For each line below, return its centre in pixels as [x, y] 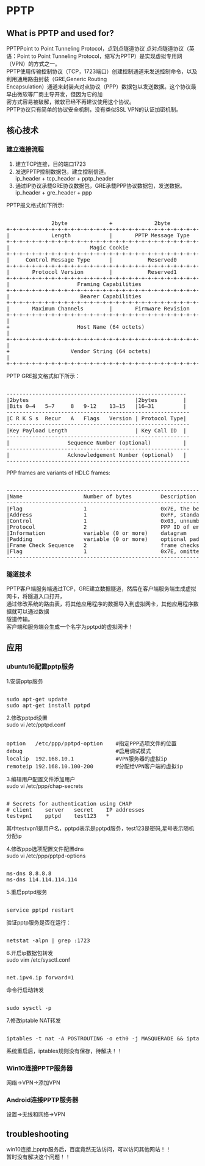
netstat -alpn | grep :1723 [48, 940]
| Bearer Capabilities [74, 296]
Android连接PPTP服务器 [42, 1100]
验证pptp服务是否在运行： [39, 922]
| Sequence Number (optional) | [97, 442]
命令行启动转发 [25, 990]
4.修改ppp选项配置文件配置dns [45, 849]
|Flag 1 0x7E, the [98, 509]
